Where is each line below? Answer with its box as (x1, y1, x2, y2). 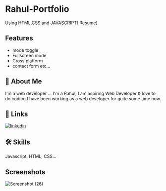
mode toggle (12, 47, 39, 53)
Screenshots (5, 168, 46, 176)
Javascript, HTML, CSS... (5, 153, 56, 159)
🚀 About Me (5, 77, 42, 86)
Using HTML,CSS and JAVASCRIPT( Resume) (5, 20, 98, 26)
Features (5, 34, 33, 42)
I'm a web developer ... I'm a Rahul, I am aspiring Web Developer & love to (5, 90, 156, 96)
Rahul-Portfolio (5, 3, 69, 15)
